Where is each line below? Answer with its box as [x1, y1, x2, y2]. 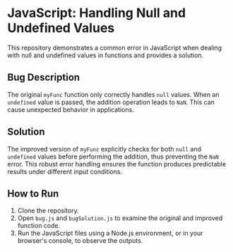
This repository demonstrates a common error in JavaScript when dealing [7, 43, 222, 52]
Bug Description [7, 71, 80, 84]
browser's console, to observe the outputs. [17, 236, 143, 245]
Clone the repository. [17, 207, 79, 215]
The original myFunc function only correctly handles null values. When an [7, 90, 220, 98]
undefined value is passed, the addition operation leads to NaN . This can [7, 98, 215, 106]
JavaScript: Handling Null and [7, 5, 186, 21]
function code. [17, 222, 61, 230]
